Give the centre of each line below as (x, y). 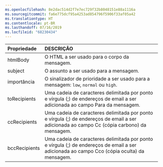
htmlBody (18, 60)
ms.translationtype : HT (29, 19)
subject (16, 71)
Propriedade (22, 48)
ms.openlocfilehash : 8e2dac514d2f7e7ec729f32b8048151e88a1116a (70, 9)
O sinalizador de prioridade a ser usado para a (97, 79)
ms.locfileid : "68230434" (31, 32)
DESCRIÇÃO (59, 48)
